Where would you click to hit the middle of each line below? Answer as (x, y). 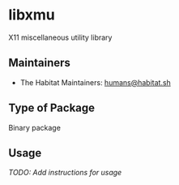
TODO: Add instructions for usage (65, 173)
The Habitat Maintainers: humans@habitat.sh (96, 82)
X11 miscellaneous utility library (60, 37)
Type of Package (52, 108)
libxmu (32, 15)
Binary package (34, 127)
